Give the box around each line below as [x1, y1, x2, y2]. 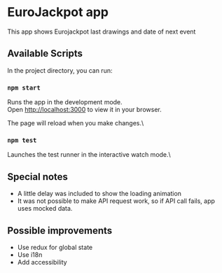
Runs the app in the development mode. [7, 98, 123, 106]
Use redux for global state [17, 243, 93, 251]
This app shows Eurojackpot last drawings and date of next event [7, 27, 196, 36]
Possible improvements [7, 225, 113, 237]
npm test [7, 136, 37, 144]
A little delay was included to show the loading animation [17, 190, 182, 198]
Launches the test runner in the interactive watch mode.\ [7, 150, 172, 159]
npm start [7, 83, 41, 92]
